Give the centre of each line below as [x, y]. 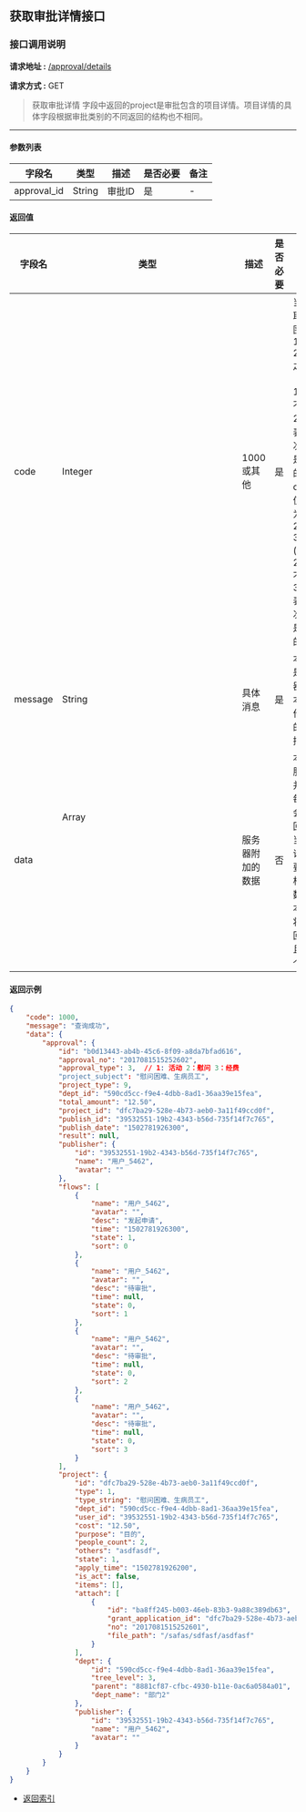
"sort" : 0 [109, 1246]
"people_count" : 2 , [111, 1542]
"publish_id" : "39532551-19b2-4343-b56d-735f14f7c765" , [166, 1119]
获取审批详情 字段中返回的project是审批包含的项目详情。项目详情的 [158, 105]
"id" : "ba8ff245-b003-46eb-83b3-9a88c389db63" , [199, 1611]
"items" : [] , [99, 1585]
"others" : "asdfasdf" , [117, 1551]
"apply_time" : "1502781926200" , [136, 1568]
